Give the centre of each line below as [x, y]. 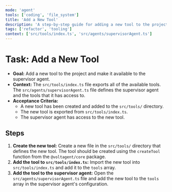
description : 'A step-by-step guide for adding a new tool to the [78, 24]
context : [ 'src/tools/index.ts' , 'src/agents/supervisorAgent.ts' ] [79, 34]
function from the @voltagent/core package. [59, 157]
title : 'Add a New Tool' [32, 20]
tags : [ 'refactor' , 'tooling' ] [39, 29]
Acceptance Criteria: [36, 101]
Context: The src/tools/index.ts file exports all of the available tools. [87, 84]
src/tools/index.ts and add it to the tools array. [64, 167]
